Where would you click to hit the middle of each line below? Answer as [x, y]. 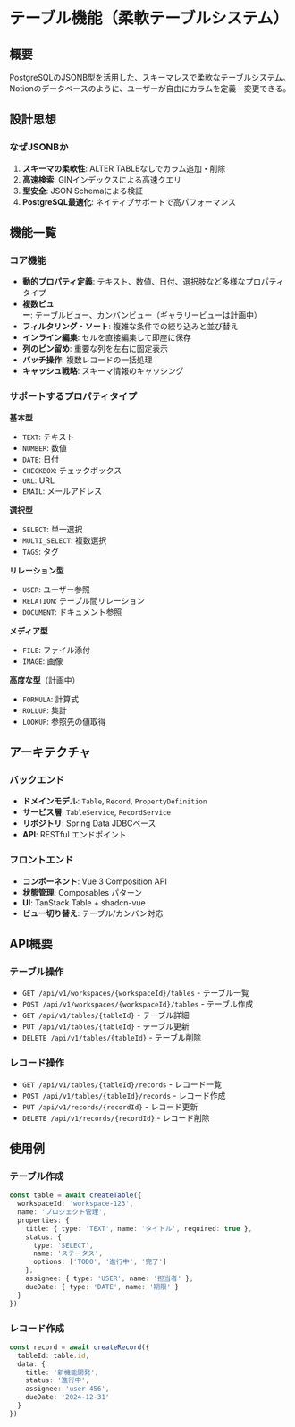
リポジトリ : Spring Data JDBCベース [89, 823]
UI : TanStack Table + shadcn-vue [84, 902]
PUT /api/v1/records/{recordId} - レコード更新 [110, 1107]
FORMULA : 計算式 [50, 699]
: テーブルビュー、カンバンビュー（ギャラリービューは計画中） [146, 315]
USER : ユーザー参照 [56, 589]
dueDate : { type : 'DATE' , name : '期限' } [102, 1287]
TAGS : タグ [41, 551]
